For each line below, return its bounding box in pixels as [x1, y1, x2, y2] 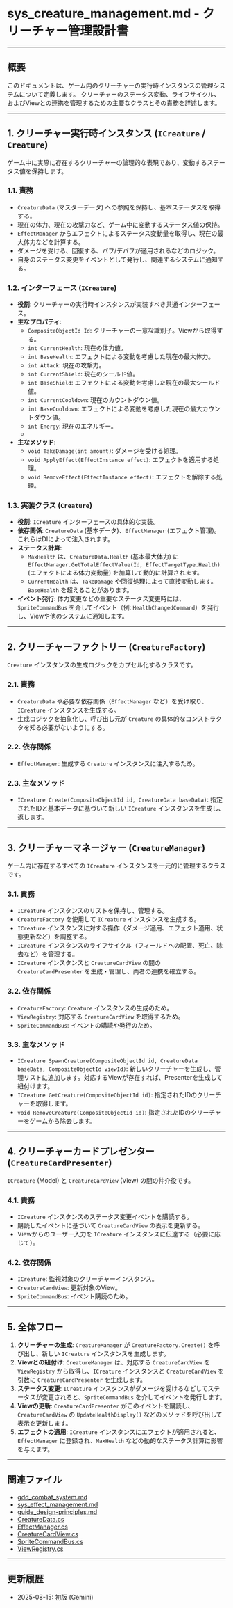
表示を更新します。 [17, 1419, 72, 1428]
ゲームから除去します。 [29, 1117, 96, 1125]
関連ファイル [7, 1474, 62, 1486]
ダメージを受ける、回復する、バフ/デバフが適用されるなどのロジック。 [17, 246, 220, 255]
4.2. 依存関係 [7, 1257, 51, 1267]
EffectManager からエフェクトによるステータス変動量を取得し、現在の [17, 229, 218, 237]
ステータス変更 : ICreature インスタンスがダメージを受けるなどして [17, 1385, 208, 1393]
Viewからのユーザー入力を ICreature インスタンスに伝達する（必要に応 [17, 1229, 221, 1238]
